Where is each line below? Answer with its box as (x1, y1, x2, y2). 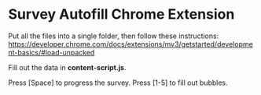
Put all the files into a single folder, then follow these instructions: (8, 31, 219, 40)
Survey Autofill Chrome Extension (8, 5, 235, 23)
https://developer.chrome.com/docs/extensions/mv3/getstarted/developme (8, 39, 253, 48)
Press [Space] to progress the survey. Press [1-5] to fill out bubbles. (8, 78, 228, 87)
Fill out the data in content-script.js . (8, 62, 127, 72)
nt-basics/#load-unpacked (8, 47, 95, 57)
